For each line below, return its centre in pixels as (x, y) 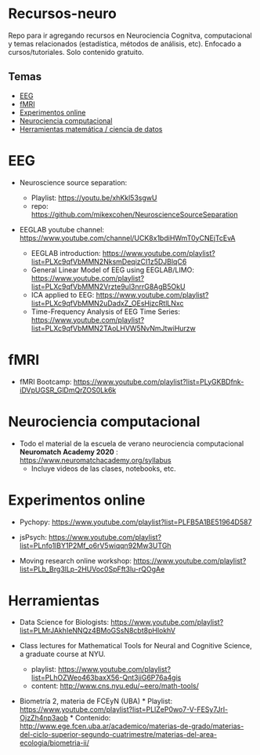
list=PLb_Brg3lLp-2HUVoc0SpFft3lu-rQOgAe (92, 569)
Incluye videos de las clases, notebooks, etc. (103, 469)
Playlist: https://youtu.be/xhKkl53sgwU (94, 198)
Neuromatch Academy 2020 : (69, 451)
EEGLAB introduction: (66, 253)
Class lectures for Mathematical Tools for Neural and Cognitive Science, (135, 646)
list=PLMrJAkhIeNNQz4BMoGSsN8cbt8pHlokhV (97, 631)
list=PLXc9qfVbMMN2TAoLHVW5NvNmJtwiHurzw (113, 328)
